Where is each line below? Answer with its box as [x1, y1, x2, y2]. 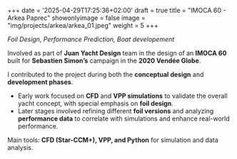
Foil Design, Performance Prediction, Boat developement [7, 35, 175, 43]
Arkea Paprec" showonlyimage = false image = [7, 14, 146, 22]
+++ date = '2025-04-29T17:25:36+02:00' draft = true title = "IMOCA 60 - [7, 6, 226, 14]
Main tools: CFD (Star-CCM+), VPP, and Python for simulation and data [7, 135, 219, 144]
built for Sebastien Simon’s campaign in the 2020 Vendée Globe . [7, 56, 201, 65]
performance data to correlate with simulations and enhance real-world [17, 114, 230, 123]
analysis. [7, 143, 34, 152]
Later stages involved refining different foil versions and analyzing [17, 107, 214, 115]
